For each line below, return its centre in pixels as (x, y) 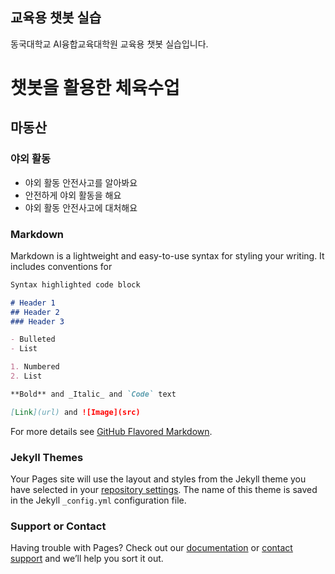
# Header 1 (33, 303)
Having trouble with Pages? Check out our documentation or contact (151, 548)
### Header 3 (37, 321)
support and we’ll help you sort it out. (87, 559)
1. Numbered (35, 367)
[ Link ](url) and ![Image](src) (75, 412)
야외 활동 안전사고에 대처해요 (81, 207)
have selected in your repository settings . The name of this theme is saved (164, 490)
